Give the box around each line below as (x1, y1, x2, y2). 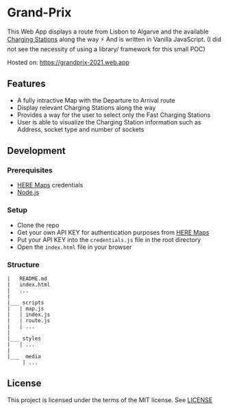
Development (7, 145, 66, 157)
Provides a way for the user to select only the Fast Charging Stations (16, 111, 211, 119)
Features (7, 78, 46, 90)
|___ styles (7, 335, 41, 343)
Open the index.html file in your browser (16, 243, 132, 251)
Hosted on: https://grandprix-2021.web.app (7, 58, 130, 66)
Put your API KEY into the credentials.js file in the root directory (16, 235, 201, 243)
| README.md (7, 276, 48, 282)
